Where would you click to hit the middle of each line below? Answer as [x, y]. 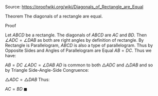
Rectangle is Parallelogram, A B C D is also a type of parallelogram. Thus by [79, 46]
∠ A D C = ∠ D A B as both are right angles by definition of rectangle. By [75, 40]
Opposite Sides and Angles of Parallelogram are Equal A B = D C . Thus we [78, 50]
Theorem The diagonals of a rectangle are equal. [54, 16]
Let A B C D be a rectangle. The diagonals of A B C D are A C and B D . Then [76, 35]
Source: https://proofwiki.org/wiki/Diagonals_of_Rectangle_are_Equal [74, 7]
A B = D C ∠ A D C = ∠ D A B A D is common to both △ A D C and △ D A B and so [79, 65]
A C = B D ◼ [16, 89]
